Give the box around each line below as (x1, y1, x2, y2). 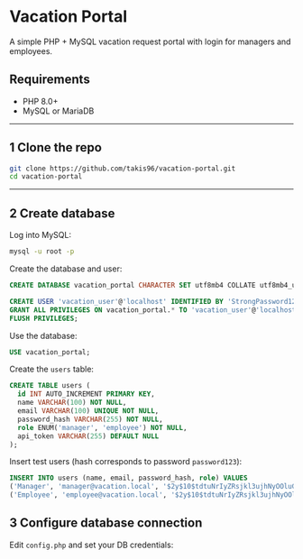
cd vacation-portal (9, 172, 83, 181)
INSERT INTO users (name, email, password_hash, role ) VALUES (9, 473, 248, 483)
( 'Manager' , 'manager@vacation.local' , (9, 482, 160, 491)
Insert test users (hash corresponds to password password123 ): (9, 456, 243, 467)
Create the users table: (9, 363, 95, 375)
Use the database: (9, 330, 78, 341)
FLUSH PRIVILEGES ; (9, 314, 78, 323)
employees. (9, 45, 52, 56)
